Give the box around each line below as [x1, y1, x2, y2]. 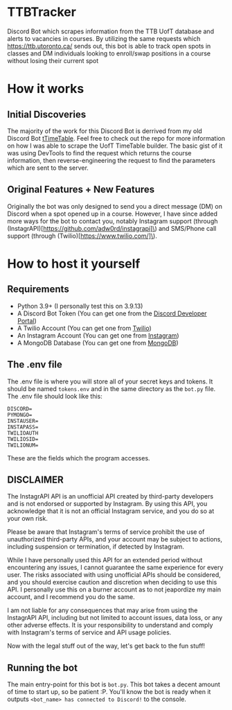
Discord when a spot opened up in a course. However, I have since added [7, 209, 218, 218]
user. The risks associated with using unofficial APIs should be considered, [7, 571, 222, 579]
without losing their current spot [7, 56, 99, 64]
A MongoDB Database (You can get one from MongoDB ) [17, 338, 179, 347]
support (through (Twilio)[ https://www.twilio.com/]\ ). [7, 232, 157, 240]
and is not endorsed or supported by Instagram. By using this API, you [7, 500, 208, 508]
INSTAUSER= [7, 417, 39, 424]
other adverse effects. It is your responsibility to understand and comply [7, 621, 213, 630]
